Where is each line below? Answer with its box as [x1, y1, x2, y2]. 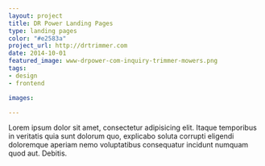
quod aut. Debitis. [8, 148, 68, 158]
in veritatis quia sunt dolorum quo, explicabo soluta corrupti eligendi [8, 131, 234, 141]
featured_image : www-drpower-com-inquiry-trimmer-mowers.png [8, 57, 218, 65]
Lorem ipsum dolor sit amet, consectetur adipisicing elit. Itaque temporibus [8, 122, 258, 133]
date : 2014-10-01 [8, 49, 67, 57]
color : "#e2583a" [8, 34, 67, 43]
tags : [8, 64, 27, 73]
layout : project [8, 11, 63, 20]
